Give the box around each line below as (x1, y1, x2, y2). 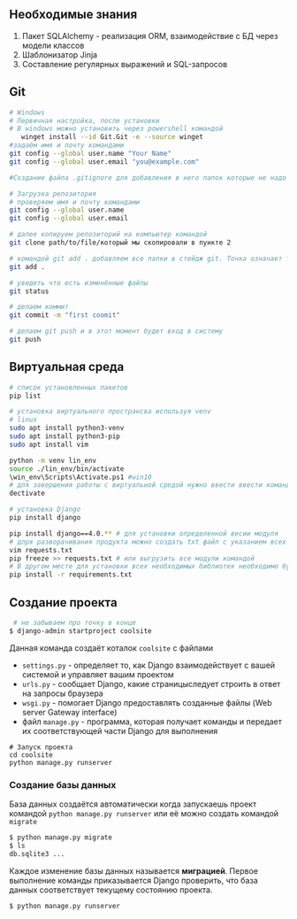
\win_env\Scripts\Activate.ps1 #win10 (9, 473, 152, 482)
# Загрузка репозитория (9, 189, 97, 198)
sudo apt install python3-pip (9, 432, 121, 441)
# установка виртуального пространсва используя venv (9, 407, 212, 416)
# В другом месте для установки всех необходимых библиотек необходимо (9, 562, 278, 571)
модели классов (21, 40, 85, 50)
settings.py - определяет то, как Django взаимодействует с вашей (21, 660, 276, 670)
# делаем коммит (9, 303, 69, 312)
